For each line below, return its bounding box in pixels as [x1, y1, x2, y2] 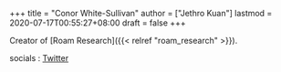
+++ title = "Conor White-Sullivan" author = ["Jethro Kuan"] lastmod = [9, 8, 273, 18]
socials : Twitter [9, 53, 69, 63]
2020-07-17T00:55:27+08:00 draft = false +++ [9, 17, 187, 28]
